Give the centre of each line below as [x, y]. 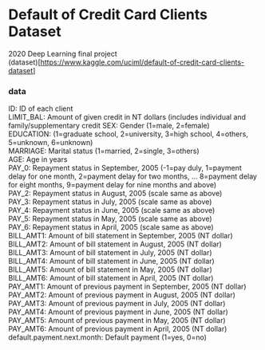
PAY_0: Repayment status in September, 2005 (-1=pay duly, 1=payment [125, 168]
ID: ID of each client [41, 108]
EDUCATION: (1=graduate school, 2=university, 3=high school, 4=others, [129, 134]
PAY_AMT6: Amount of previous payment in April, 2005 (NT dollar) [118, 329]
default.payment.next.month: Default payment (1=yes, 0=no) [108, 337]
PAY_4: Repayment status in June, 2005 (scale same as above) [112, 210]
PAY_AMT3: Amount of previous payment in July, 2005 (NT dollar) [117, 304]
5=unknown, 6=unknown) [51, 143]
